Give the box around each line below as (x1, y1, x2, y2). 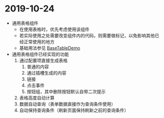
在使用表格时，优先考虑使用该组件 (19, 26, 90, 32)
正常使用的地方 (23, 38, 55, 45)
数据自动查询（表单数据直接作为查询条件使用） (19, 101, 116, 107)
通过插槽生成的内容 (26, 70, 67, 76)
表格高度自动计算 (19, 95, 55, 101)
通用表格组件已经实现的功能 (11, 51, 69, 57)
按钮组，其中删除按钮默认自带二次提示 (26, 88, 106, 95)
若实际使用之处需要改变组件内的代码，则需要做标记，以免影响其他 (19, 32, 155, 38)
